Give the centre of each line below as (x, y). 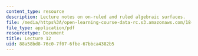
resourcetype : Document (35, 33)
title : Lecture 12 (29, 38)
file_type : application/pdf (41, 28)
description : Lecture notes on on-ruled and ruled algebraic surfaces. (96, 17)
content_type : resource (35, 11)
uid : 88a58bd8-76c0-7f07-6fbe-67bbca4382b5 (60, 44)
